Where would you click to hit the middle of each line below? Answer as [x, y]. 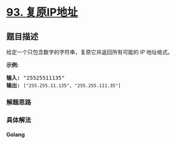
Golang [16, 135]
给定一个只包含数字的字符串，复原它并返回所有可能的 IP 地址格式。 [90, 52]
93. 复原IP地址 [42, 12]
